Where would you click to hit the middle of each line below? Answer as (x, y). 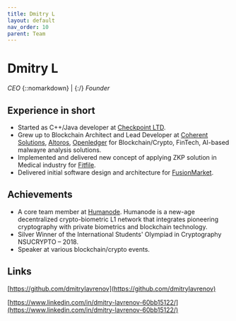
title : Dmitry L (31, 14)
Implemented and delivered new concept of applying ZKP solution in (117, 157)
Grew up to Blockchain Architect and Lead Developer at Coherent (113, 135)
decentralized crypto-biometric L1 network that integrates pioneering (118, 219)
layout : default (31, 21)
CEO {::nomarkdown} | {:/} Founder (59, 88)
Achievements (40, 195)
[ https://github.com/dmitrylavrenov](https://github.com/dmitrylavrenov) (112, 288)
